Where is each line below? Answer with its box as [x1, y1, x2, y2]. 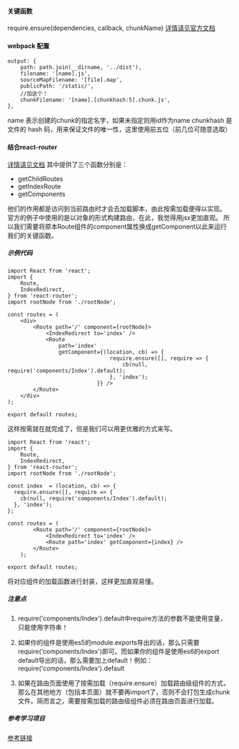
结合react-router [7, 143, 58, 151]
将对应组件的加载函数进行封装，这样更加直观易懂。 [7, 577, 158, 585]
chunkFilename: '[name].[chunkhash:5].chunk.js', [20, 96, 171, 104]
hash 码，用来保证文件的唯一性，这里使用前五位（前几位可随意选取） [27, 125, 232, 134]
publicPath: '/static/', [20, 83, 94, 90]
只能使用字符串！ [17, 623, 68, 631]
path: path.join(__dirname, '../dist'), [20, 64, 142, 71]
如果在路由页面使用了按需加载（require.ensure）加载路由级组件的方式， [17, 678, 230, 687]
